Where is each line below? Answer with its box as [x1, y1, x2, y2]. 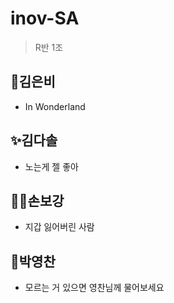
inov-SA [10, 7, 80, 30]
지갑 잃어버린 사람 [24, 221, 95, 233]
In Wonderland [24, 100, 86, 112]
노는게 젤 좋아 [24, 160, 79, 172]
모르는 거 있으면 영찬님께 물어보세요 [24, 282, 165, 294]
